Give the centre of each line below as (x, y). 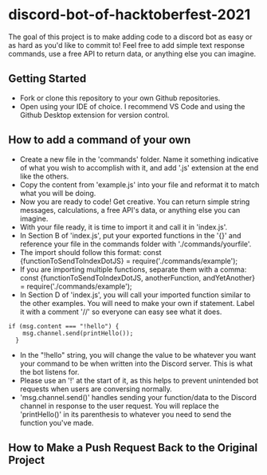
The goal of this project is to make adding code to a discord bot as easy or (130, 37)
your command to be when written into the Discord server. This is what (136, 363)
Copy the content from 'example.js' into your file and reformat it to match (139, 184)
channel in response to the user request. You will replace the (119, 406)
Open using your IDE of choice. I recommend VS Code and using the (132, 106)
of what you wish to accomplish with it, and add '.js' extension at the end (139, 167)
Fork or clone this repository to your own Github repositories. (120, 98)
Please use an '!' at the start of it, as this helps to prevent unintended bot (139, 380)
